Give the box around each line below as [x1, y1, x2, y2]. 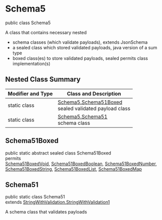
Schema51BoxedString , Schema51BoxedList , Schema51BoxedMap [5, 166, 142, 172]
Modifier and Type [8, 90, 53, 97]
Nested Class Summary [5, 75, 81, 84]
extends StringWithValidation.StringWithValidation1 [5, 199, 110, 205]
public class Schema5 [5, 20, 51, 26]
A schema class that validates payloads [5, 209, 87, 215]
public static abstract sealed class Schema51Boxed [5, 150, 112, 156]
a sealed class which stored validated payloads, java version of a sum [12, 44, 157, 50]
